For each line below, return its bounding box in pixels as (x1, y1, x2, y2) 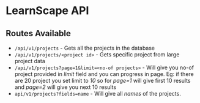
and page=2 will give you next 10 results (14, 83, 117, 91)
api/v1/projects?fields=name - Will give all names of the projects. (14, 90, 181, 97)
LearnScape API (6, 4, 89, 18)
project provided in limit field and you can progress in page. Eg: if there (14, 71, 194, 77)
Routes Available (6, 28, 72, 39)
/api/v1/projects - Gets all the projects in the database (14, 44, 155, 51)
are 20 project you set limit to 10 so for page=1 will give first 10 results (14, 77, 191, 84)
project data (14, 58, 45, 64)
